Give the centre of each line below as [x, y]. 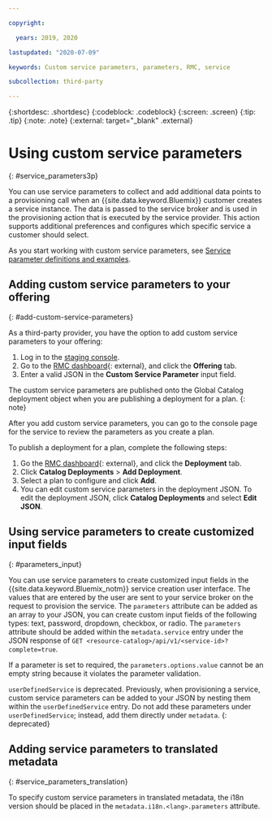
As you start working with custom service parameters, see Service [120, 251]
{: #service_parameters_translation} [68, 782]
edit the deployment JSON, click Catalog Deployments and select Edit [138, 497]
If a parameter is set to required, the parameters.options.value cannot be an [136, 665]
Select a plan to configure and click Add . [88, 480]
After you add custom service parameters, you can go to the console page [133, 422]
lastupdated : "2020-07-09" [54, 52]
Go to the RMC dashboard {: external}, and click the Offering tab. [128, 366]
